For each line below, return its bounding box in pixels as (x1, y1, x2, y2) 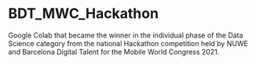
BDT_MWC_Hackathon (8, 5, 159, 23)
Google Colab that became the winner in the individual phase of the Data (8, 30, 243, 40)
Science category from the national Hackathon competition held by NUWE (8, 38, 249, 48)
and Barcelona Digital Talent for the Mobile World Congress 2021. (8, 47, 220, 56)
